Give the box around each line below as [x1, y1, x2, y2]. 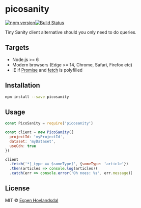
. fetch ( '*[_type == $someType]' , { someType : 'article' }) [9, 161, 129, 167]
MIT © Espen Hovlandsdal [5, 197, 58, 203]
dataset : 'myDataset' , [9, 139, 56, 144]
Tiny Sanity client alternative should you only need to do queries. [5, 29, 137, 35]
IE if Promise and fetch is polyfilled [12, 67, 83, 73]
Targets [5, 43, 29, 52]
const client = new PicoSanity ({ [5, 130, 74, 135]
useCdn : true [9, 144, 36, 149]
